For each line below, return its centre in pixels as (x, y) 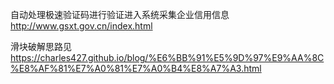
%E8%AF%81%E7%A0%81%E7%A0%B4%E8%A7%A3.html (136, 68)
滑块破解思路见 (41, 46)
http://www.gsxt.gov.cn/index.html (81, 26)
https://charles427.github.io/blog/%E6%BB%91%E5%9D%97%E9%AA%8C (167, 57)
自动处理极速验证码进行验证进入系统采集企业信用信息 (120, 14)
